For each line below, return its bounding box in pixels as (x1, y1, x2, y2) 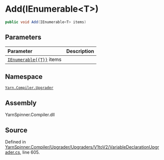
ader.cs (5, 149, 21, 155)
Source (5, 126, 28, 134)
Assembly (5, 99, 37, 107)
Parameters (5, 33, 42, 42)
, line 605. (20, 149, 40, 155)
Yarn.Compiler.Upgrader (5, 86, 54, 91)
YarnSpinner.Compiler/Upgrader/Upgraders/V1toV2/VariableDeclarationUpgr (5, 144, 159, 150)
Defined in (5, 139, 26, 145)
